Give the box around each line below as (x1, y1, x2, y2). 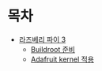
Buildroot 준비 (30, 44, 76, 54)
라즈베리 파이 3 (18, 35, 66, 44)
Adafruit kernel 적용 (30, 54, 94, 64)
